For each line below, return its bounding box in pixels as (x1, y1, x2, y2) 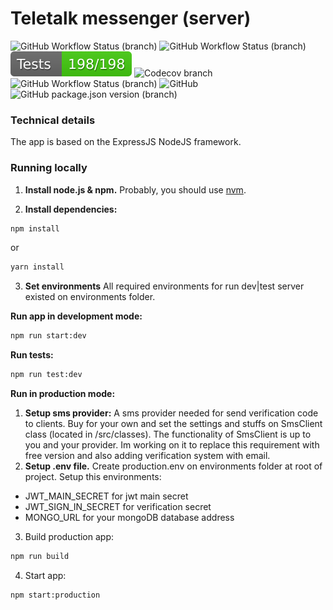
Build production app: (24, 531, 114, 543)
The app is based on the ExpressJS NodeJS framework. (10, 136, 242, 148)
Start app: (24, 569, 67, 581)
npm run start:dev (10, 331, 87, 341)
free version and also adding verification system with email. (24, 450, 271, 462)
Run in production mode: (10, 388, 116, 400)
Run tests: (10, 349, 54, 361)
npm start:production (10, 590, 101, 600)
